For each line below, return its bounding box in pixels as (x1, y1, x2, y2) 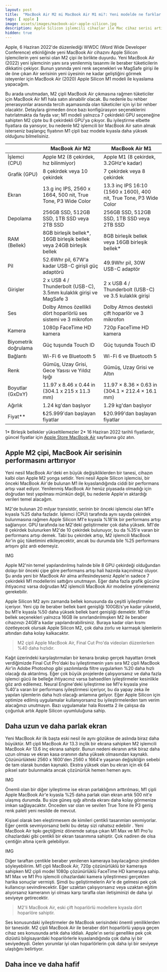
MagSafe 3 (42, 295, 69, 302)
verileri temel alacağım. (5, 496, 53, 502)
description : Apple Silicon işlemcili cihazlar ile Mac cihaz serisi (5, 26, 153, 31)
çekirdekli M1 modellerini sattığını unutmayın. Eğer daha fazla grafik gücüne (5, 578, 160, 584)
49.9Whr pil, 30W (103, 260, 146, 266)
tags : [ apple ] (5, 16, 39, 21)
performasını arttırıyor (5, 456, 76, 465)
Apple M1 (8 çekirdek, (103, 153, 156, 160)
